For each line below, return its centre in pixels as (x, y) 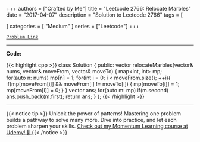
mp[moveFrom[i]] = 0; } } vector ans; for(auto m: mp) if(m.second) (87, 90)
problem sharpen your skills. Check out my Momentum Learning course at (97, 126)
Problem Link (22, 37)
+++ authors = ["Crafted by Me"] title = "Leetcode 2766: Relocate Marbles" (99, 9)
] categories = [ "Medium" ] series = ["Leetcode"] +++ (73, 26)
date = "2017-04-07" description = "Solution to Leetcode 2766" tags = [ (95, 15)
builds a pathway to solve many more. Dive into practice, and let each (91, 120)
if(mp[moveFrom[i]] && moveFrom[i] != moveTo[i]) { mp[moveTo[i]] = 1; (93, 84)
